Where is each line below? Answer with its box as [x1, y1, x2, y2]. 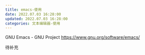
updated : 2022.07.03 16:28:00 [5, 16, 68, 21]
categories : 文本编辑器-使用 [5, 21, 61, 26]
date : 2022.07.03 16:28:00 [5, 12, 61, 17]
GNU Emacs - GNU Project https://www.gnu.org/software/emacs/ [5, 34, 141, 40]
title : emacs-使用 [5, 7, 42, 12]
